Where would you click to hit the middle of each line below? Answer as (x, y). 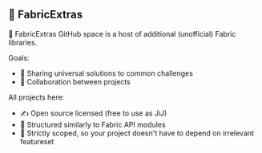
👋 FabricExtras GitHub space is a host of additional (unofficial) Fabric (122, 33)
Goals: (19, 57)
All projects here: (36, 97)
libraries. (23, 42)
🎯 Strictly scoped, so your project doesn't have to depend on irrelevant (137, 133)
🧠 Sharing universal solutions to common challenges (107, 73)
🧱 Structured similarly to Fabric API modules (93, 124)
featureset (37, 141)
